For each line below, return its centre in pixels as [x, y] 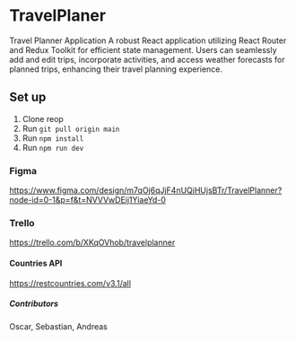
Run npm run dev [53, 147]
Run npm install [53, 138]
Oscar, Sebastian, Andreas [58, 326]
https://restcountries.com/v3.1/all [70, 283]
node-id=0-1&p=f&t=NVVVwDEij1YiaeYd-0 [87, 200]
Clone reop [43, 118]
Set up [28, 97]
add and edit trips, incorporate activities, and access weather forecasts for [147, 59]
